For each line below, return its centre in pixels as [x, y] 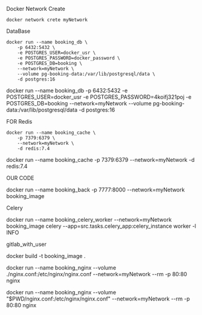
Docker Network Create [36, 9]
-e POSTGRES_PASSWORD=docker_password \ [69, 58]
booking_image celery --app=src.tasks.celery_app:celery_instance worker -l [101, 226]
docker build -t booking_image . [46, 256]
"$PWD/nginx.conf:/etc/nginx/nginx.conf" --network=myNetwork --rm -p [98, 299]
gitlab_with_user [26, 244]
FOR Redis [19, 121]
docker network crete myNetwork [47, 20]
